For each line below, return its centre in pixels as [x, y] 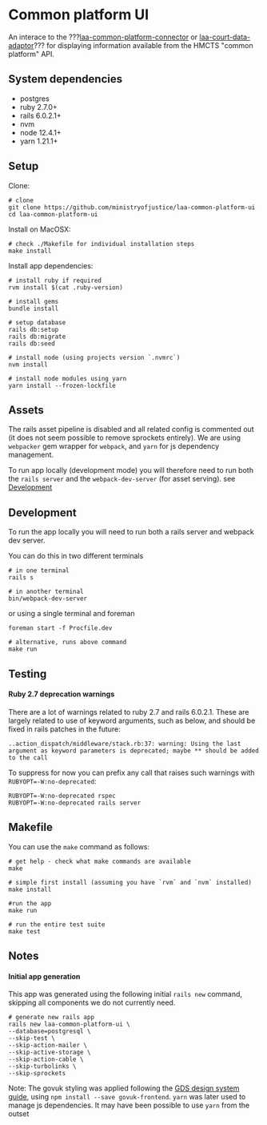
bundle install [34, 308]
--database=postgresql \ [50, 1031]
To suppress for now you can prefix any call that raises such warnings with [132, 772]
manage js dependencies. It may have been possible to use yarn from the [129, 1105]
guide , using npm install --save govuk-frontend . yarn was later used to [127, 1097]
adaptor [21, 45]
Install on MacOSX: [40, 229]
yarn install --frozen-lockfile [62, 385]
